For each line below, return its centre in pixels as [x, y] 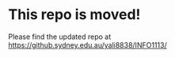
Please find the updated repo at [60, 37]
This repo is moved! [74, 15]
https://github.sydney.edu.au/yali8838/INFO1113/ [88, 44]
